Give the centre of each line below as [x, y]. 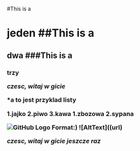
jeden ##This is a [51, 33]
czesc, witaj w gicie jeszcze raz [54, 141]
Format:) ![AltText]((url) [87, 127]
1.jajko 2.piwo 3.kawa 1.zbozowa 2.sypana [71, 114]
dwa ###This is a [40, 55]
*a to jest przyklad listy [42, 100]
